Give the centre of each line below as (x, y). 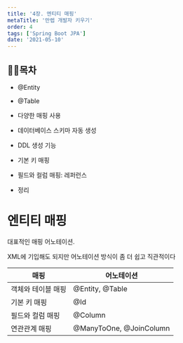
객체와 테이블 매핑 (39, 289)
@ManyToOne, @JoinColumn (122, 328)
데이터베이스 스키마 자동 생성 (57, 130)
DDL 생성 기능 (37, 145)
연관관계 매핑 (31, 328)
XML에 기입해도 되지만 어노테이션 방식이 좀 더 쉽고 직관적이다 (91, 256)
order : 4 (20, 27)
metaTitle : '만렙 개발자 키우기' (50, 20)
